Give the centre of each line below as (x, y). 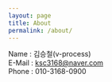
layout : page (30, 16)
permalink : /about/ (41, 30)
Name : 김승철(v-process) (50, 54)
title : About (30, 23)
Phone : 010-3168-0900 (47, 72)
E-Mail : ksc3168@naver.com (56, 63)
